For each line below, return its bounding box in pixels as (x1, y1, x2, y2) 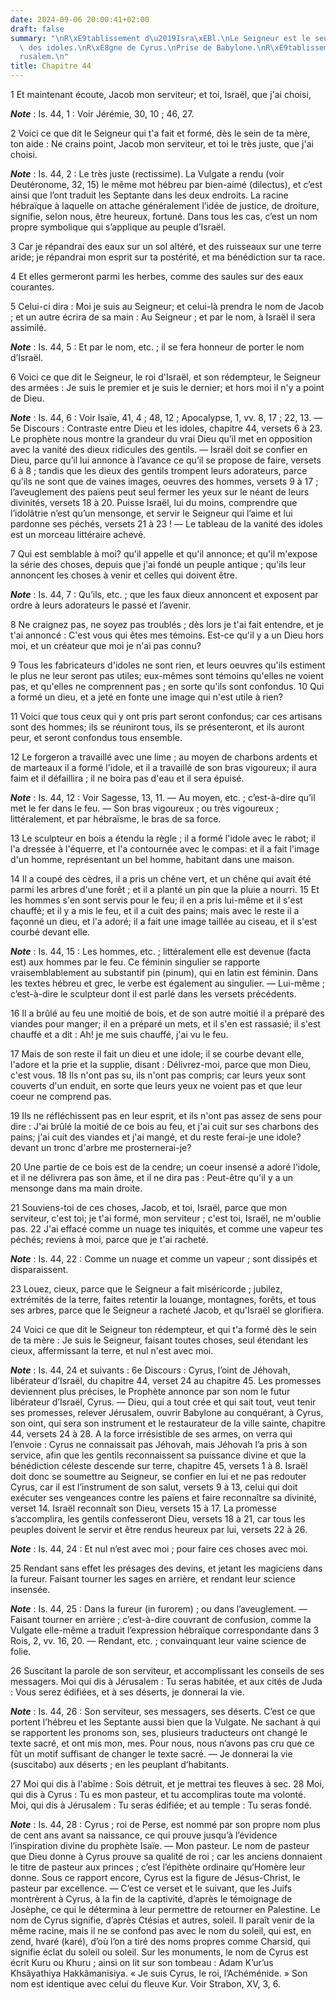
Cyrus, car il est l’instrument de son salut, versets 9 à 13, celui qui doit (10, 1481, 298, 1493)
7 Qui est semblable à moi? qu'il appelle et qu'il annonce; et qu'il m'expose (10, 548, 318, 560)
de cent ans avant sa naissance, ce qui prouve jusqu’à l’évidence (10, 1829, 278, 1841)
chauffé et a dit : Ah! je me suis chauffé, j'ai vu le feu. (10, 1029, 229, 1040)
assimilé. (10, 322, 47, 333)
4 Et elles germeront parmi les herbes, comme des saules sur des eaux (10, 271, 304, 282)
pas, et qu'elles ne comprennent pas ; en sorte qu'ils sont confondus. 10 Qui (10, 681, 325, 692)
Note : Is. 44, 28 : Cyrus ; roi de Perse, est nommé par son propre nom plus (10, 1819, 321, 1830)
